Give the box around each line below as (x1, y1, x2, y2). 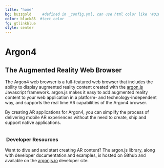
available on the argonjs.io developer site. (5, 158, 89, 164)
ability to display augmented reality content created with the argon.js (5, 84, 143, 90)
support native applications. (5, 120, 61, 125)
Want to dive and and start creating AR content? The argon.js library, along (5, 147, 155, 153)
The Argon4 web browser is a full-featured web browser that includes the (5, 79, 153, 85)
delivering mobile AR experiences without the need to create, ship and (5, 115, 146, 120)
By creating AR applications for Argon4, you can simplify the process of (5, 109, 149, 115)
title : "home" (5, 7, 34, 12)
